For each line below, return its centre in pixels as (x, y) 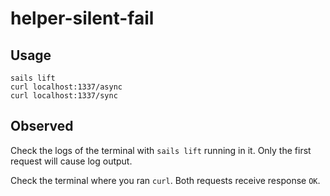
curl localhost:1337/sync (64, 96)
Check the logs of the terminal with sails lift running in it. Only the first (161, 150)
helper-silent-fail (82, 18)
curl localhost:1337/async (66, 87)
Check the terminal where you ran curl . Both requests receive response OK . (165, 180)
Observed (42, 126)
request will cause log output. (71, 161)
